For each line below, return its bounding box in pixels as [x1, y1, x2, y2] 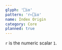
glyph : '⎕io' [5, 7, 33, 13]
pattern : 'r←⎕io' [5, 12, 42, 17]
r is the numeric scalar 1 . [5, 40, 57, 46]
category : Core [5, 21, 37, 27]
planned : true [5, 26, 35, 31]
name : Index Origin [5, 17, 46, 22]
